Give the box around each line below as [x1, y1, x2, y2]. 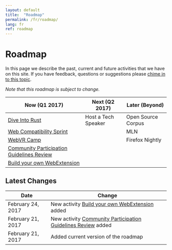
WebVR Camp [8, 137, 41, 144]
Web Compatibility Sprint [8, 128, 68, 135]
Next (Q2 [92, 98, 115, 105]
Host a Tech [85, 113, 114, 121]
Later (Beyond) [126, 102, 164, 109]
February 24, [8, 200, 39, 208]
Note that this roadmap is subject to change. [5, 86, 100, 93]
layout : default [5, 7, 40, 13]
